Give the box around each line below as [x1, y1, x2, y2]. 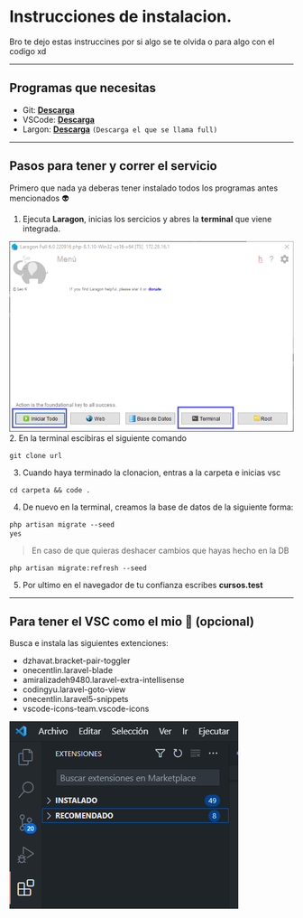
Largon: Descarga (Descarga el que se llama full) [22, 124, 218, 135]
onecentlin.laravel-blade [22, 665, 114, 676]
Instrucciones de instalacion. [9, 6, 233, 27]
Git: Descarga [22, 104, 75, 115]
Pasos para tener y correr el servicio [9, 158, 218, 173]
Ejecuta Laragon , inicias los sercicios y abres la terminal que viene [22, 213, 272, 224]
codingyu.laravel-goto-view [22, 684, 126, 695]
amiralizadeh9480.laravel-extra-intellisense [22, 675, 185, 686]
